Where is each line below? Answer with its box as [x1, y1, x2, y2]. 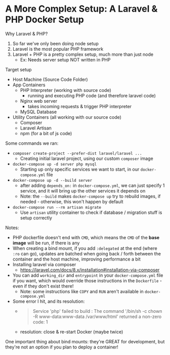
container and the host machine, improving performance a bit [12, 256, 141, 262]
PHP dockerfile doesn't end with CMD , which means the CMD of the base [12, 234, 160, 240]
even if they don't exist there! [12, 283, 74, 289]
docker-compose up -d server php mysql [12, 162, 97, 167]
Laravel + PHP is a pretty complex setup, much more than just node [12, 51, 153, 57]
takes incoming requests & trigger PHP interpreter [27, 103, 132, 109]
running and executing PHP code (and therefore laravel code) [27, 92, 156, 99]
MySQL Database [20, 109, 57, 115]
